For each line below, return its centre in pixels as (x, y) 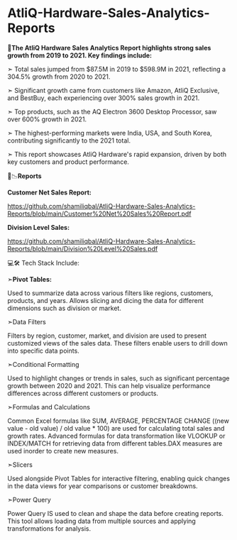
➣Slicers (20, 464)
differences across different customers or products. (83, 393)
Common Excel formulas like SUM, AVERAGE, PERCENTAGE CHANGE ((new (118, 421)
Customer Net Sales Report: (50, 192)
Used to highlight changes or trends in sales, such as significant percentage (118, 378)
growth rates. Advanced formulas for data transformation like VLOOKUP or (116, 436)
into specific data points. (43, 351)
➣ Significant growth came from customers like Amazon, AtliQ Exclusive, (114, 90)
